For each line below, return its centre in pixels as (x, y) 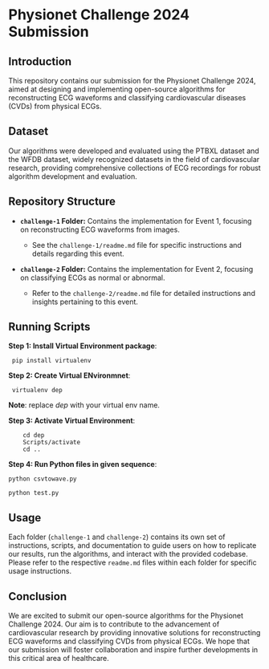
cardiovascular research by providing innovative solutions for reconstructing (134, 633)
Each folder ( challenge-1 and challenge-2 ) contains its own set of (117, 537)
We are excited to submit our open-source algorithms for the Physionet (126, 616)
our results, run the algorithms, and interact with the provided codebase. (128, 554)
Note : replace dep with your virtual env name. (84, 405)
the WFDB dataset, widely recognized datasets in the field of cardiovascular (134, 159)
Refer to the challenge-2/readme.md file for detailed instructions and (143, 293)
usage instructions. (40, 571)
